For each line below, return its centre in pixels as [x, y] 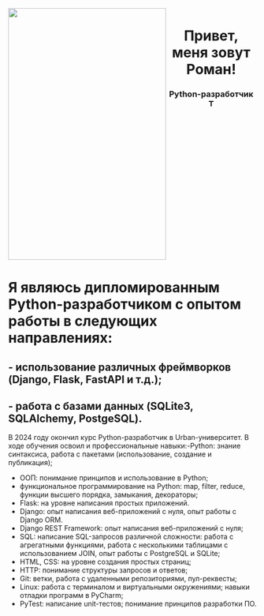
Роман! [211, 69]
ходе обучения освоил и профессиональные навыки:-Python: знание [125, 446]
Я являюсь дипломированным [114, 288]
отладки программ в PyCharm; [71, 595]
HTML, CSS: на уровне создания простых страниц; [105, 562]
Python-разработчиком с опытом [125, 304]
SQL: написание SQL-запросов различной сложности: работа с [126, 537]
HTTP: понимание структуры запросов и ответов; [103, 570]
